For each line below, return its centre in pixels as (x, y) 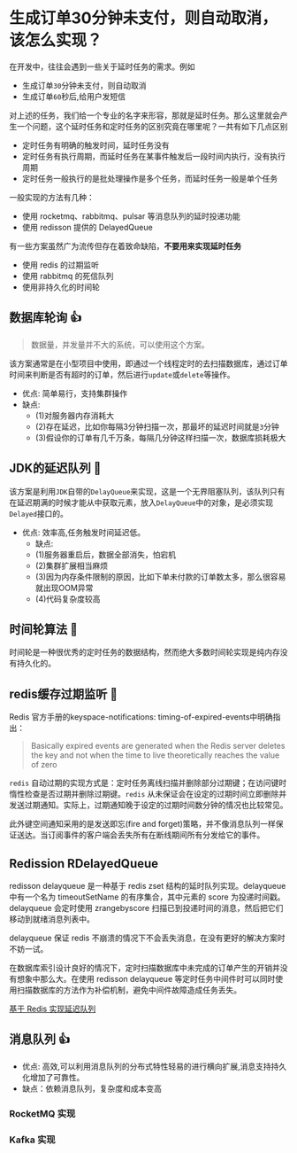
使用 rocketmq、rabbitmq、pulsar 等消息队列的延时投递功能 (131, 216)
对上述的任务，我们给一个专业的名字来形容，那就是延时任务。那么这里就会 (145, 115)
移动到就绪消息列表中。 (52, 919)
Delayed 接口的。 (39, 513)
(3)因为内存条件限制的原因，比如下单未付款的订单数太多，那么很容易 (160, 576)
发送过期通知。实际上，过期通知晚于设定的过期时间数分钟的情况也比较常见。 (148, 805)
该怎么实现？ (56, 40)
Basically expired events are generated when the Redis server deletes (158, 746)
